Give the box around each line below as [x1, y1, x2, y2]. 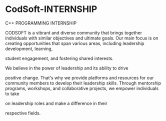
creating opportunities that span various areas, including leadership [5, 40, 144, 46]
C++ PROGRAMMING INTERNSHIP [5, 20, 76, 26]
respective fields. [5, 110, 41, 116]
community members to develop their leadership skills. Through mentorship [5, 80, 161, 86]
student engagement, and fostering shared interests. [5, 55, 114, 61]
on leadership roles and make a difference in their [5, 100, 107, 106]
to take [5, 90, 19, 96]
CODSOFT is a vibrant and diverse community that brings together [5, 29, 142, 35]
